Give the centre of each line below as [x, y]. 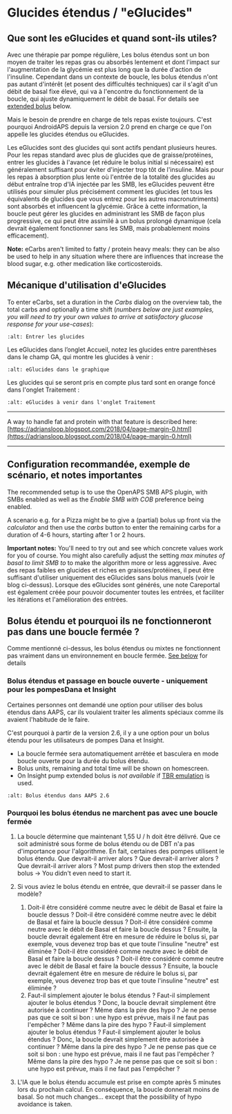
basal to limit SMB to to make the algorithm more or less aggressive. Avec [112, 563]
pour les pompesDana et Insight [62, 690]
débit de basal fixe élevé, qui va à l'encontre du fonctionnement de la [105, 92]
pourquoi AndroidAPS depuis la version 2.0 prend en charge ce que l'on [109, 127]
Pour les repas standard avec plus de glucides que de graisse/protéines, [110, 155]
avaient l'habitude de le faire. [48, 719]
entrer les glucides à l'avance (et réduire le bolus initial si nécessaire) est [110, 162]
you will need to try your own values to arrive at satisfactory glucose [105, 316]
